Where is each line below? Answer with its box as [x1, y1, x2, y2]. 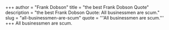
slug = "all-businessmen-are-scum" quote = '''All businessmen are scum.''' [5, 15, 164, 20]
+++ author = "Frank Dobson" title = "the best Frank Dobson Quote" [5, 4, 150, 10]
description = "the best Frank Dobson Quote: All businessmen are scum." [5, 9, 160, 15]
